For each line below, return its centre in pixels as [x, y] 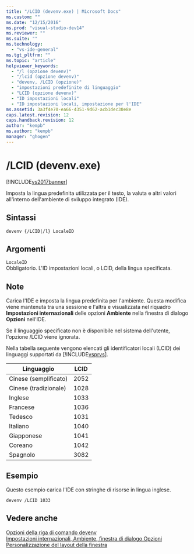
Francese [22, 407]
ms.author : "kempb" [30, 131]
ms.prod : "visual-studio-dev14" [45, 28]
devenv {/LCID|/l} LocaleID [40, 231]
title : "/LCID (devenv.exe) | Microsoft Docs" [64, 11]
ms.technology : [24, 44]
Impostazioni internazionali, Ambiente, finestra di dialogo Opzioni [84, 538]
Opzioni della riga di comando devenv [52, 532]
